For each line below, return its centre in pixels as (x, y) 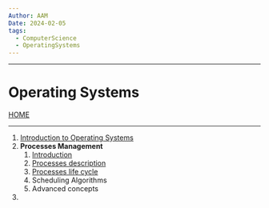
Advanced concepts (65, 189)
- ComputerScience (46, 38)
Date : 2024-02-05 (37, 23)
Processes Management (61, 146)
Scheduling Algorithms (69, 180)
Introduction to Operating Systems (76, 138)
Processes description (69, 163)
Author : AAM (28, 16)
